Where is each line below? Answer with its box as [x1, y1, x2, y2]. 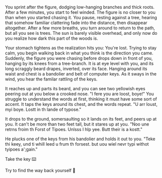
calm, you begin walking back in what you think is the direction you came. [5, 50, 154, 56]
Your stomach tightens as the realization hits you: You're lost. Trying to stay [5, 45, 157, 51]
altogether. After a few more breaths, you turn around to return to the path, [5, 25, 155, 31]
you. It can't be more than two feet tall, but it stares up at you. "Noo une [5, 121, 149, 127]
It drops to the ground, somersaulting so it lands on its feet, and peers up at [5, 116, 157, 122]
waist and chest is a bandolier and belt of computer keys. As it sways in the [5, 71, 157, 76]
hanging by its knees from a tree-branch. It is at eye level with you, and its [5, 61, 154, 66]
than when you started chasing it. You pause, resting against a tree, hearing [5, 15, 157, 20]
